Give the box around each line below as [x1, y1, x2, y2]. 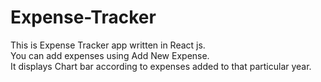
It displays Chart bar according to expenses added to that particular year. [10, 60, 312, 72]
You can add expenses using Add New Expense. [10, 49, 210, 61]
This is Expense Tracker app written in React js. [10, 39, 206, 51]
